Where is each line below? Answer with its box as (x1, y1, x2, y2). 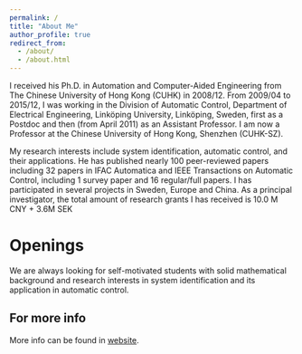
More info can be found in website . (9, 334, 140, 345)
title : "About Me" (9, 22, 79, 31)
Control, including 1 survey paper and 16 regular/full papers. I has (9, 175, 252, 186)
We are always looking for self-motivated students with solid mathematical (9, 264, 288, 276)
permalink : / (9, 13, 59, 23)
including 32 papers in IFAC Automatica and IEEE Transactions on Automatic (9, 165, 294, 176)
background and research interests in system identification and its (9, 274, 256, 285)
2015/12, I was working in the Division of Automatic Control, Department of (9, 100, 288, 110)
